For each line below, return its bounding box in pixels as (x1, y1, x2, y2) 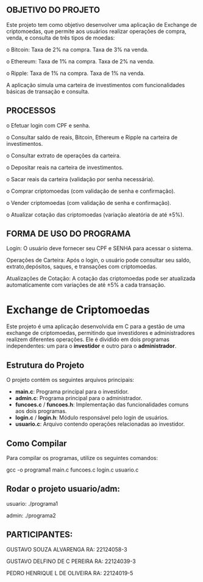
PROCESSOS (6, 106, 56, 116)
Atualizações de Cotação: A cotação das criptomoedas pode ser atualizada (6, 275, 196, 282)
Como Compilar (6, 438, 67, 448)
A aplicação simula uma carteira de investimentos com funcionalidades (6, 81, 185, 88)
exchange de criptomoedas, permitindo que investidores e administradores (6, 329, 195, 337)
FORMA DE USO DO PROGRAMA (6, 229, 131, 239)
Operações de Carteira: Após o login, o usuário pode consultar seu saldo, (6, 256, 191, 264)
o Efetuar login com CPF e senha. (6, 121, 90, 129)
